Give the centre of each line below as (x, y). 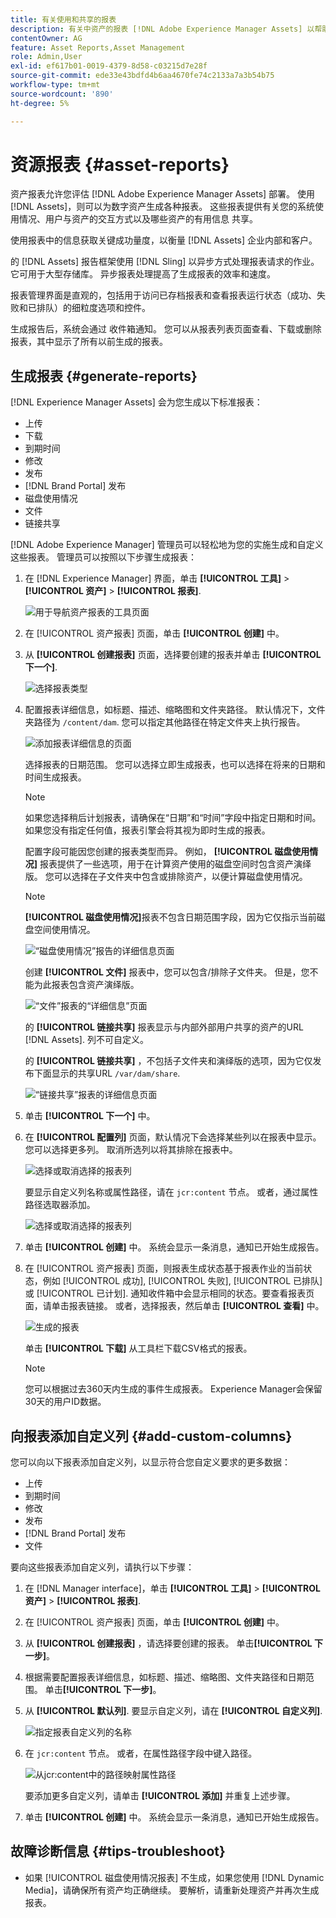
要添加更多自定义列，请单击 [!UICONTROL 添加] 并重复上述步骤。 (160, 1796)
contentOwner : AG (46, 38)
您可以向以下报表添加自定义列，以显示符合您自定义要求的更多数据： (150, 1462)
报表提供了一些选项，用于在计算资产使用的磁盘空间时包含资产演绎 (175, 864)
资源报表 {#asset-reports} (120, 164)
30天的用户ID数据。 (65, 1402)
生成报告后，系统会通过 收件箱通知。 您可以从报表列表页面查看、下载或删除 (166, 329)
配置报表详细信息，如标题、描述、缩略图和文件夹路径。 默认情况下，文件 (175, 710)
